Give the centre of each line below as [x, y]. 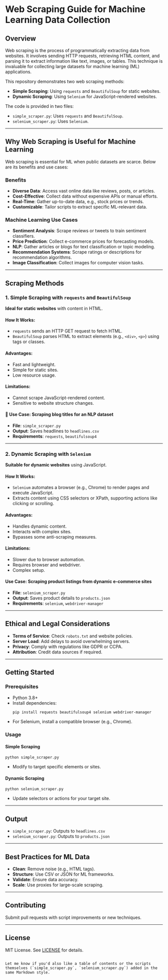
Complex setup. [29, 570]
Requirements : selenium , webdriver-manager [58, 603]
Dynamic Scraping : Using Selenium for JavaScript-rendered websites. [85, 97]
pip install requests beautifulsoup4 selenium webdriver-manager [82, 712]
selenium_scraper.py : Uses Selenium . [50, 121]
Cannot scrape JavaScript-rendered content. [59, 398]
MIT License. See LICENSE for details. [44, 950]
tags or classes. [29, 342]
